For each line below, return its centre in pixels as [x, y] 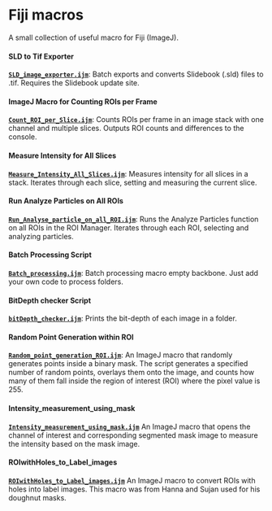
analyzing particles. [41, 236]
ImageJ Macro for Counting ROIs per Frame [83, 101]
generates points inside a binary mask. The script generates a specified [128, 364]
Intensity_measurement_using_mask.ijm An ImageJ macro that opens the [130, 426]
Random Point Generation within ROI [71, 337]
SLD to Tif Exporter [41, 56]
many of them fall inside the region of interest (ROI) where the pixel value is [134, 381]
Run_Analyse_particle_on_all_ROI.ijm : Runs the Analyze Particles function [134, 219]
